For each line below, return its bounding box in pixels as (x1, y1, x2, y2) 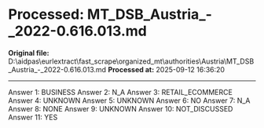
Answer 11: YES (8, 112, 58, 122)
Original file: (8, 48, 49, 57)
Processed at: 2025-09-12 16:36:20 (108, 64, 225, 74)
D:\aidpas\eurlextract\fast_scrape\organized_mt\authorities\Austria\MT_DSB (8, 57, 255, 66)
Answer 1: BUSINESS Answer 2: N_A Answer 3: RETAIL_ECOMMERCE (8, 87, 233, 97)
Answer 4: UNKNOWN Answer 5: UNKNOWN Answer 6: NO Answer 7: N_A (8, 96, 251, 105)
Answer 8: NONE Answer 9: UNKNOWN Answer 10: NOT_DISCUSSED (8, 104, 233, 113)
